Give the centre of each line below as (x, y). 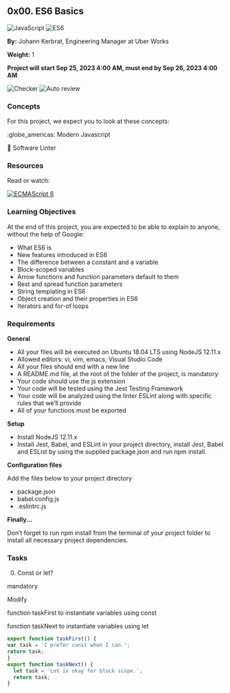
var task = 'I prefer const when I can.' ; (69, 646)
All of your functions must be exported (72, 410)
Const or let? (35, 573)
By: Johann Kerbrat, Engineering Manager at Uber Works (88, 41)
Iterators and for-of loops (53, 306)
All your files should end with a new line (73, 366)
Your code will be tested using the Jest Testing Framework (100, 388)
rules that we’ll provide (49, 403)
